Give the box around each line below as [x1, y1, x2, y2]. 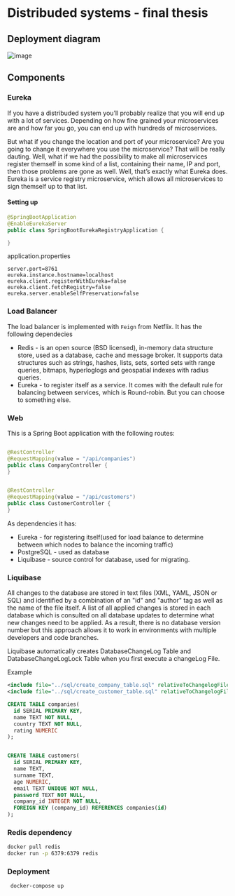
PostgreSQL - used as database [17, 547, 110, 556]
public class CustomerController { [7, 500, 111, 507]
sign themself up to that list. [7, 182, 87, 190]
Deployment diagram [7, 33, 101, 45]
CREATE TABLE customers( [7, 752, 80, 759]
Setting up [7, 198, 38, 206]
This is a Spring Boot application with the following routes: [7, 429, 175, 437]
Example [7, 668, 33, 676]
